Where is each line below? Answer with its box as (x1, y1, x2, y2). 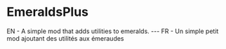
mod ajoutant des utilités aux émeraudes (6, 34, 124, 42)
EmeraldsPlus (6, 4, 89, 20)
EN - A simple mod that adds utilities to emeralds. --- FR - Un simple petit (6, 27, 219, 35)
